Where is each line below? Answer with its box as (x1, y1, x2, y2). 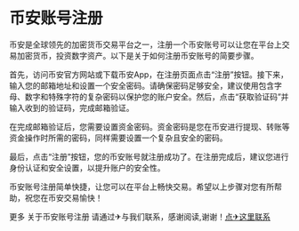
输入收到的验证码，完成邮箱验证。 (9, 102, 134, 113)
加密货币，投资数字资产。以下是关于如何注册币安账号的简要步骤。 (16, 50, 259, 60)
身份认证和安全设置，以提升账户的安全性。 (9, 162, 166, 173)
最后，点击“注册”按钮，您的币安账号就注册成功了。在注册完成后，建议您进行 (9, 151, 289, 162)
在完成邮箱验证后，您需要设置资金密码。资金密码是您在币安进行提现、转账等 (9, 121, 290, 131)
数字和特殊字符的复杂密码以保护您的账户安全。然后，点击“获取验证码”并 (24, 91, 289, 102)
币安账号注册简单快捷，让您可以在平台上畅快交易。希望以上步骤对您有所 (9, 181, 274, 192)
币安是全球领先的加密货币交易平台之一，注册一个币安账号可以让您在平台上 (9, 39, 282, 50)
